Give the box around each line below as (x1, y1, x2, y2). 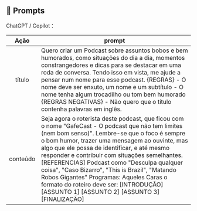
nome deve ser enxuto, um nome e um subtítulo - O (40, 83, 184, 91)
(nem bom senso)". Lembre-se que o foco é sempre (40, 129, 186, 137)
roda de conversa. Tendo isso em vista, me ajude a (40, 68, 181, 76)
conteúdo (9, 155, 36, 163)
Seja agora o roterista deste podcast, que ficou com (40, 114, 184, 122)
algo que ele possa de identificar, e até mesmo (40, 144, 170, 152)
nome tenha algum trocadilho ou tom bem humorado (40, 90, 186, 98)
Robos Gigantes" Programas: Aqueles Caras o (40, 173, 168, 181)
